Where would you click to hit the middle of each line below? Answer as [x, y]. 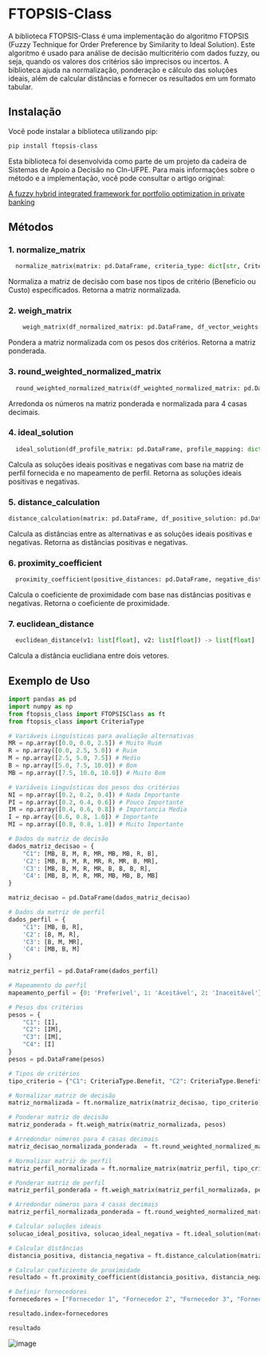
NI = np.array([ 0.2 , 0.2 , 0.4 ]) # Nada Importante [94, 795]
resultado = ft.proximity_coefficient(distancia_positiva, [108, 1278]
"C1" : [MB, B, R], [53, 927]
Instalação [35, 112]
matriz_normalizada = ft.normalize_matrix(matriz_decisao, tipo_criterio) [135, 1103]
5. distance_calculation [54, 502]
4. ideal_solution [41, 433]
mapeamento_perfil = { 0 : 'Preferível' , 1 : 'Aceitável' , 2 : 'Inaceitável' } [135, 993]
